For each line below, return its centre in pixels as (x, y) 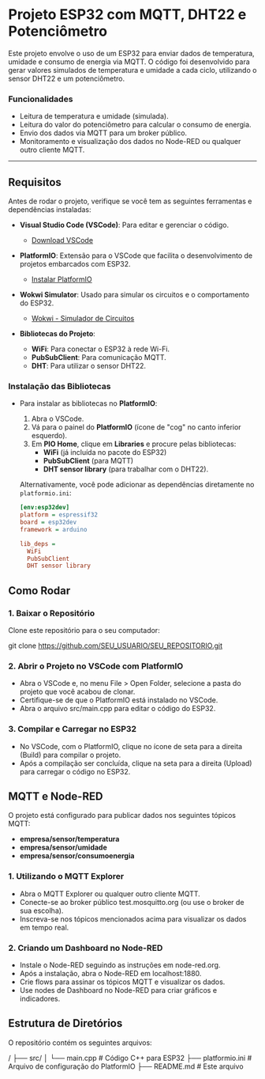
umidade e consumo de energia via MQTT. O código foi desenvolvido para (129, 62)
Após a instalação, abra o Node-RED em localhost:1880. (110, 974)
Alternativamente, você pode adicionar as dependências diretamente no (137, 485)
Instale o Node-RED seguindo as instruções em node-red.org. (120, 965)
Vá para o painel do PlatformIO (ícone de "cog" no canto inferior (136, 427)
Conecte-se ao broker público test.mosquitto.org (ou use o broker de (132, 902)
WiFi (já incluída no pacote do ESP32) (105, 452)
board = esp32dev (48, 522)
